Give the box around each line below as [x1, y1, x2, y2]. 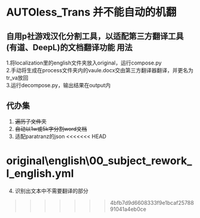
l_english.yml [6, 167, 74, 180]
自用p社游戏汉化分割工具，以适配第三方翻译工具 [6, 31, 184, 41]
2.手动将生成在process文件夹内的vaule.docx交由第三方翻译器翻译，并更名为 [6, 67, 194, 73]
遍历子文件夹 [14, 118, 47, 125]
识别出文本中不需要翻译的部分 [14, 187, 88, 194]
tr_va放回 [6, 74, 29, 81]
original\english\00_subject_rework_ [6, 154, 192, 167]
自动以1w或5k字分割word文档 [14, 125, 88, 132]
